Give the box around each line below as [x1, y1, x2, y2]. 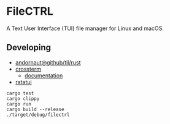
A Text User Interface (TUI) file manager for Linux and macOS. [6, 25, 164, 32]
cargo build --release [6, 106, 64, 112]
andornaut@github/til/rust [15, 58, 81, 66]
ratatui [15, 78, 32, 85]
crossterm [15, 65, 42, 72]
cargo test [6, 90, 34, 96]
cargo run [6, 101, 32, 107]
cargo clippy [6, 95, 40, 102]
